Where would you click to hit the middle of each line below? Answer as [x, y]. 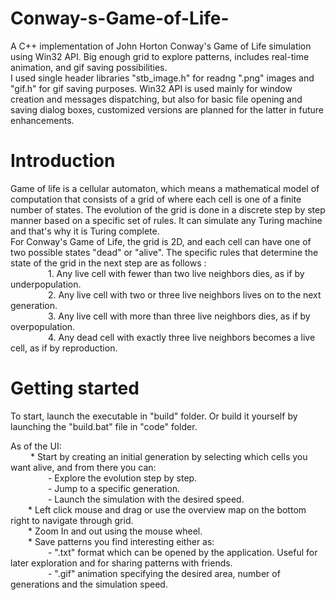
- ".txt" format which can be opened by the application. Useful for [182, 552]
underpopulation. [46, 284]
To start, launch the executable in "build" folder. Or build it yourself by [154, 416]
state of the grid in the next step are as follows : [108, 263]
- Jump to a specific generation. [113, 488]
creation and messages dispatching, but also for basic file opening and [156, 99]
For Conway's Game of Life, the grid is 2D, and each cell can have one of [161, 241]
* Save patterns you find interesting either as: [121, 541]
